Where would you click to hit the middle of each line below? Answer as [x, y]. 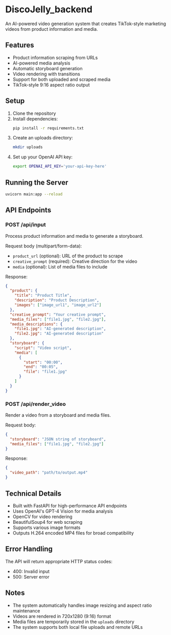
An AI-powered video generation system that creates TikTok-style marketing [86, 24]
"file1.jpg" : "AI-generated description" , [60, 329]
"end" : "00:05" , [41, 367]
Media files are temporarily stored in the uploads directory [73, 622]
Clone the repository [34, 113]
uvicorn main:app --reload [34, 194]
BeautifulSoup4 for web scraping [47, 522]
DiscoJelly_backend [49, 9]
